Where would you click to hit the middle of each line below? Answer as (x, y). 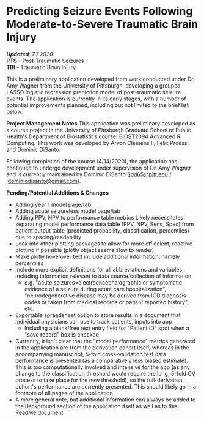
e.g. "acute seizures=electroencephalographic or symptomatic (103, 282)
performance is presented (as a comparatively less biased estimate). (101, 360)
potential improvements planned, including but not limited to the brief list (98, 105)
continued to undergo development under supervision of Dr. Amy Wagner (99, 168)
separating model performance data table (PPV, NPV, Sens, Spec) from (104, 224)
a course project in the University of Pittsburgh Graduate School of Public (99, 130)
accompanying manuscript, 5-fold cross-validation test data (91, 354)
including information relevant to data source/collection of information (103, 276)
